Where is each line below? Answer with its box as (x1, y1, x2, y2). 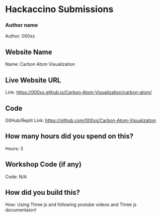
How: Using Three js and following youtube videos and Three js (5, 201, 137, 208)
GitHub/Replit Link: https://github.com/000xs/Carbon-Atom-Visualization (5, 117, 156, 123)
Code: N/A (5, 173, 27, 180)
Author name (5, 22, 38, 29)
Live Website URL (5, 76, 61, 84)
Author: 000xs (5, 33, 35, 39)
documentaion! (5, 207, 37, 213)
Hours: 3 (5, 145, 24, 151)
